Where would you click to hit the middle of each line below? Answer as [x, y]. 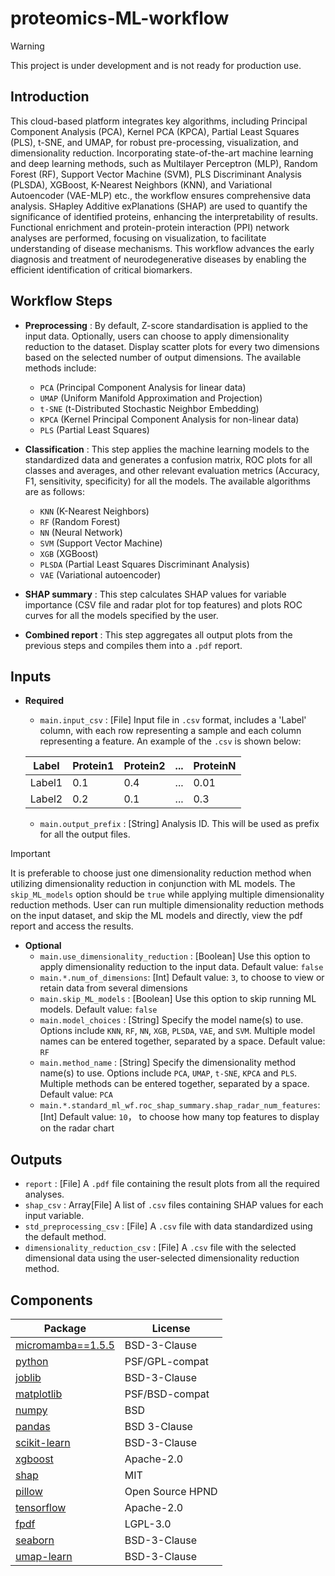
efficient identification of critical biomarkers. [101, 269]
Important [30, 854]
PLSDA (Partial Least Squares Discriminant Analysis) [144, 564]
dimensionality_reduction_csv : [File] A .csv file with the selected [160, 1248]
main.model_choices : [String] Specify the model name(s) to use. [171, 1020]
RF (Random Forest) [80, 521]
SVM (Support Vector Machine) [101, 543]
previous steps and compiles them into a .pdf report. [133, 645]
